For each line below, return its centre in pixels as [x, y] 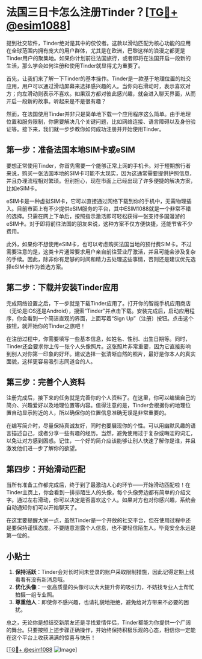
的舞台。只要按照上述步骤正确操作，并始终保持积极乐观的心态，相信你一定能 [101, 630]
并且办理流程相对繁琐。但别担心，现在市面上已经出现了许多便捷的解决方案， [101, 180]
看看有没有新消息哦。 [41, 579]
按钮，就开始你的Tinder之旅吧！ [46, 326]
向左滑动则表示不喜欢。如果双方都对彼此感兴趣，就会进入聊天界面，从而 [106, 94]
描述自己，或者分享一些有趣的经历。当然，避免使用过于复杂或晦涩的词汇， [103, 433]
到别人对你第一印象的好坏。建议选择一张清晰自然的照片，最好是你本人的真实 [101, 354]
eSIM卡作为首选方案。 [39, 267]
